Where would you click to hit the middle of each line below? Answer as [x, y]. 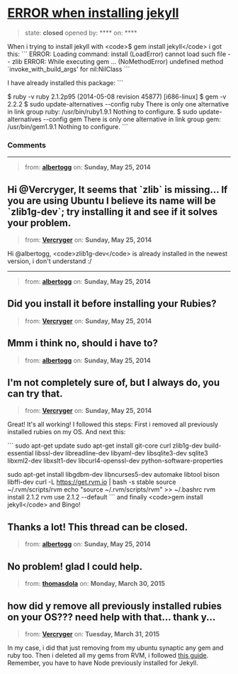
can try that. [35, 394]
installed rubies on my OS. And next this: [67, 432]
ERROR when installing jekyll [93, 13]
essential [21, 453]
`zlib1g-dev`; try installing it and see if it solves [113, 212]
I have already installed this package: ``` [66, 82]
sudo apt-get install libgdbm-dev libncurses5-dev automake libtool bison [113, 475]
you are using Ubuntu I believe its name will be [112, 200]
